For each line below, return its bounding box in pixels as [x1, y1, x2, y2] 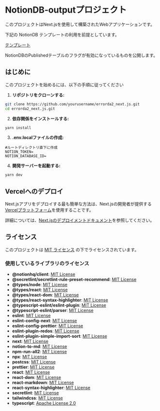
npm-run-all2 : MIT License [12, 349, 67, 355]
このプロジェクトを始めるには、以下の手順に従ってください [5, 82, 124, 87]
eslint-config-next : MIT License [12, 318, 78, 324]
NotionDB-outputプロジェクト [5, 4, 127, 16]
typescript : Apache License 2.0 [12, 400, 76, 406]
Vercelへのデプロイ [5, 187, 64, 196]
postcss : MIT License [12, 359, 56, 365]
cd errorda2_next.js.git [5, 106, 55, 111]
